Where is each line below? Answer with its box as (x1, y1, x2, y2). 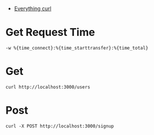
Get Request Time (5, 26, 96, 39)
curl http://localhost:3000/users (5, 84, 91, 90)
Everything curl (14, 5, 51, 12)
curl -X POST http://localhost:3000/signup (5, 123, 114, 129)
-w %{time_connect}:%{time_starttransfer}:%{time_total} (5, 45, 149, 51)
